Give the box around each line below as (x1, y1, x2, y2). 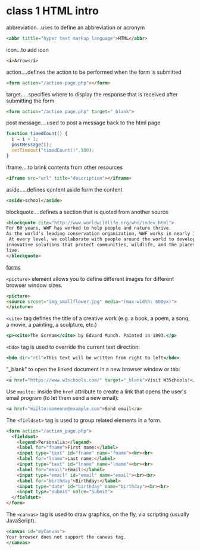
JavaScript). (6, 517, 36, 524)
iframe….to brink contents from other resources (6, 164, 123, 171)
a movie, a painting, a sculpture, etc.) (6, 321, 97, 328)
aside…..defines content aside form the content (6, 186, 123, 193)
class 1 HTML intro (6, 4, 99, 18)
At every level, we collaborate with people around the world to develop (8, 236, 196, 242)
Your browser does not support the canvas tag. (6, 534, 127, 540)
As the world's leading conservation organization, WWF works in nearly (6, 231, 190, 237)
